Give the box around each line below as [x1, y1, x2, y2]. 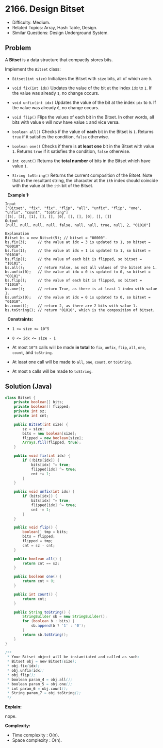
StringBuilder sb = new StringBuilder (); [22, 614, 108, 619]
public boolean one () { [14, 574, 62, 579]
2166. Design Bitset [5, 3, 85, 15]
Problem [5, 44, 32, 52]
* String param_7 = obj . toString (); [7, 691, 81, 696]
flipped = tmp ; [22, 539, 53, 544]
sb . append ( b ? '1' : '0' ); [31, 623, 86, 628]
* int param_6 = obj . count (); [7, 686, 68, 691]
